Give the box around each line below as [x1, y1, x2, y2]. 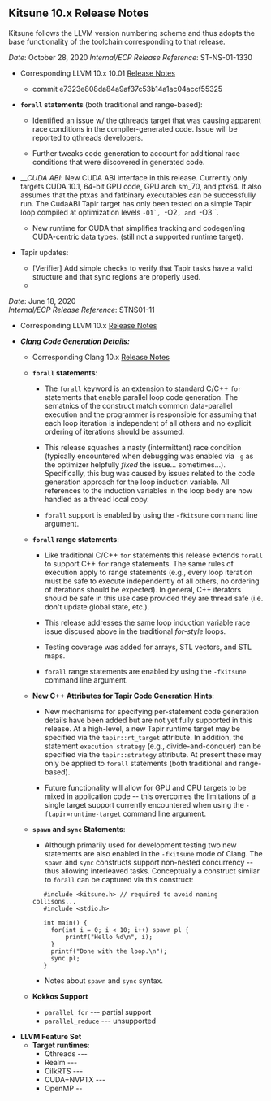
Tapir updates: [19, 247, 69, 257]
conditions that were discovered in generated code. [32, 157, 205, 167]
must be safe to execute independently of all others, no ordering [44, 576, 260, 586]
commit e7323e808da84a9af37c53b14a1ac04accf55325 [32, 84, 223, 93]
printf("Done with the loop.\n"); [50, 947, 168, 956]
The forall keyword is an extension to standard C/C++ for [44, 384, 242, 393]
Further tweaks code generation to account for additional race [32, 148, 241, 158]
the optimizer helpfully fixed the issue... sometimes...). [44, 459, 226, 470]
